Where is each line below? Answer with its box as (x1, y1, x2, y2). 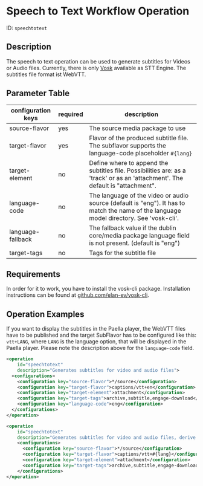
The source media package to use (89, 124, 186, 132)
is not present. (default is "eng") (89, 239, 180, 247)
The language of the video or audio (89, 191, 189, 199)
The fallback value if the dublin (89, 224, 176, 232)
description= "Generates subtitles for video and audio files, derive (17, 434, 196, 441)
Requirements (6, 269, 60, 279)
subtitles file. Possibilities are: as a (89, 166, 186, 175)
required (58, 110, 83, 118)
